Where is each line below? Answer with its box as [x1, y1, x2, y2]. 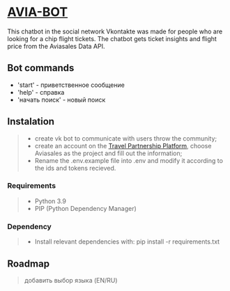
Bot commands [7, 62, 75, 74]
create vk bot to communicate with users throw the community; [34, 134, 217, 143]
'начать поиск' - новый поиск [17, 95, 106, 104]
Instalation [7, 116, 54, 127]
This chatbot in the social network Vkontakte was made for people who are [7, 27, 223, 36]
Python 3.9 [34, 196, 67, 205]
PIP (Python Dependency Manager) [34, 204, 137, 212]
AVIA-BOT [7, 4, 68, 20]
